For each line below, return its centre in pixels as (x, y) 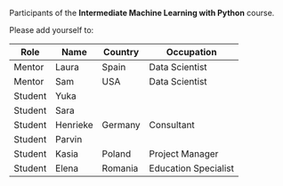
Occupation (191, 52)
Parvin (69, 139)
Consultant (172, 125)
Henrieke (74, 125)
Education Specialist (191, 168)
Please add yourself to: (52, 30)
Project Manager (184, 154)
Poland (117, 154)
